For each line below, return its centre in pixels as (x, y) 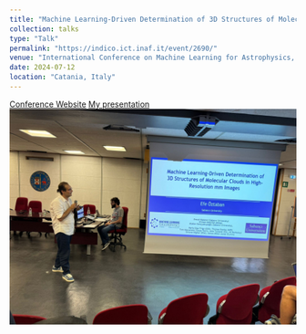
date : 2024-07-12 (42, 68)
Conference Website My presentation (80, 104)
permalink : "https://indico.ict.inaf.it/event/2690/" (114, 48)
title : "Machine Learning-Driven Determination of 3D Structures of (142, 19)
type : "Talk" (34, 38)
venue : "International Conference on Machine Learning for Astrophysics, (153, 58)
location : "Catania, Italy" (63, 78)
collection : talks (44, 29)
